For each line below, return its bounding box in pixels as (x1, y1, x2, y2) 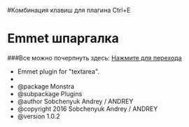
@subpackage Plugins (17, 89, 83, 98)
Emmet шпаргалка (7, 31, 119, 46)
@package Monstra (17, 82, 75, 91)
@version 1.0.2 (17, 112, 61, 120)
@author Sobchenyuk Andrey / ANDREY (17, 97, 134, 105)
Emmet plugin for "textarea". (17, 67, 100, 76)
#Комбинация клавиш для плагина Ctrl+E (7, 6, 131, 14)
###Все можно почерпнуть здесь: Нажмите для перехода (7, 53, 182, 62)
